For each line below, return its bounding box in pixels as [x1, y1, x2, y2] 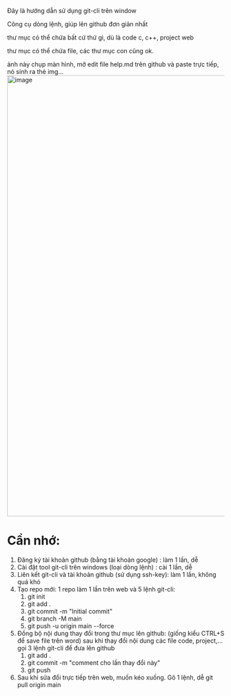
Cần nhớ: [7, 533, 61, 549]
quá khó [17, 578, 41, 586]
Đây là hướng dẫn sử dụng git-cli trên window [7, 7, 137, 15]
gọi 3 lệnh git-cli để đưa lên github [17, 643, 115, 652]
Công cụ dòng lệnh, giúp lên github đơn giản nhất [7, 20, 148, 28]
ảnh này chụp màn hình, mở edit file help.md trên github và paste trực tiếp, [7, 60, 219, 68]
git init [27, 592, 46, 601]
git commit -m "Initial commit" [27, 607, 113, 615]
